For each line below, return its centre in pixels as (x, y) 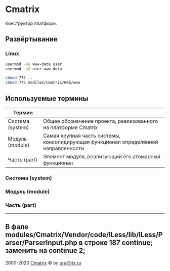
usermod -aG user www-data (34, 69)
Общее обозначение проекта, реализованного (100, 121)
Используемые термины (47, 98)
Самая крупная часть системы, (81, 135)
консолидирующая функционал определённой (100, 142)
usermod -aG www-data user (34, 64)
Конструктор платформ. (31, 23)
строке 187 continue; (118, 243)
